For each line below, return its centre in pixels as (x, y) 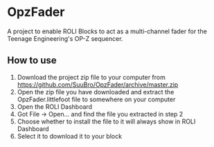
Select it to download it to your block (70, 136)
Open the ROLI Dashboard (54, 106)
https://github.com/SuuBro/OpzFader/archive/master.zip (98, 85)
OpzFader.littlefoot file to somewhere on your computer (96, 99)
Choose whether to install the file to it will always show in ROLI (106, 121)
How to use (32, 61)
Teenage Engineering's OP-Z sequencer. (65, 38)
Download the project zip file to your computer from (91, 77)
